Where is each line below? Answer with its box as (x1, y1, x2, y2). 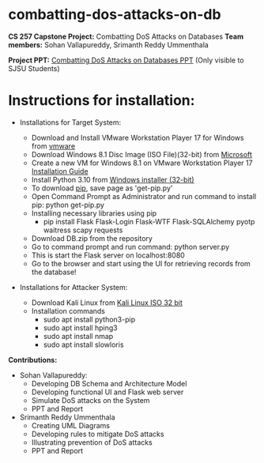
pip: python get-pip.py (31, 200, 105, 209)
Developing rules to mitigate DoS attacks (31, 429, 164, 439)
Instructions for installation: (8, 92, 195, 110)
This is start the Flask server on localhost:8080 (31, 250, 186, 260)
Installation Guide (31, 166, 89, 175)
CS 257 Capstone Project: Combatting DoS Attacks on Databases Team (8, 32, 243, 41)
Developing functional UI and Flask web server (31, 387, 184, 397)
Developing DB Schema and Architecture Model (31, 378, 187, 388)
